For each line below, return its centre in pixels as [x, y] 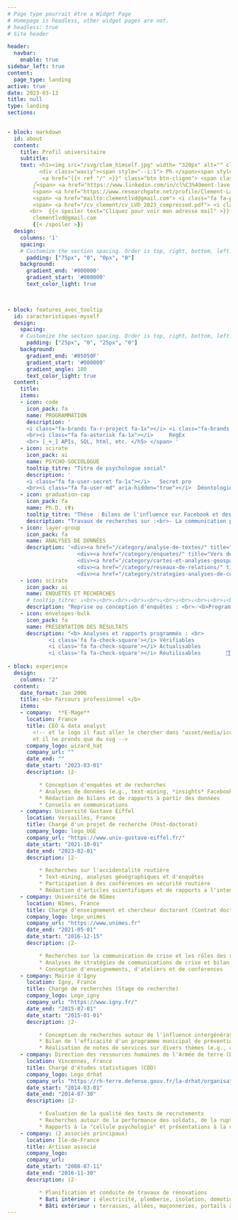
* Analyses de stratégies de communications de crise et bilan [134, 962]
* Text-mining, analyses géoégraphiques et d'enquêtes [121, 877]
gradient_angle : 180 [56, 369]
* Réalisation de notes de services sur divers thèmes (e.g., [132, 1048]
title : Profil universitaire [63, 152]
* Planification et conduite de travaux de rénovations [123, 1192]
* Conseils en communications [84, 805]
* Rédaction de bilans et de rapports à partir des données [129, 798]
